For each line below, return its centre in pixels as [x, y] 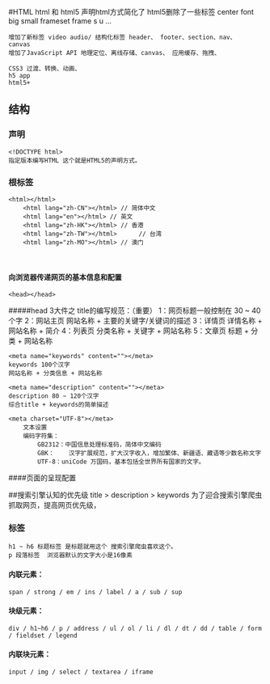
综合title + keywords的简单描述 [59, 405]
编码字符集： [41, 436]
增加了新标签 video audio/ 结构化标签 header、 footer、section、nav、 [122, 37]
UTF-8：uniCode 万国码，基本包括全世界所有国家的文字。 [121, 462]
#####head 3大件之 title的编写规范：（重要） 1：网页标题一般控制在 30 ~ [129, 310]
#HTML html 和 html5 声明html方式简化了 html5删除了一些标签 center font [131, 12]
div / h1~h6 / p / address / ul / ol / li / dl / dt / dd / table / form [135, 628]
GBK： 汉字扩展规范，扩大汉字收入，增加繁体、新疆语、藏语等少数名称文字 [149, 454]
